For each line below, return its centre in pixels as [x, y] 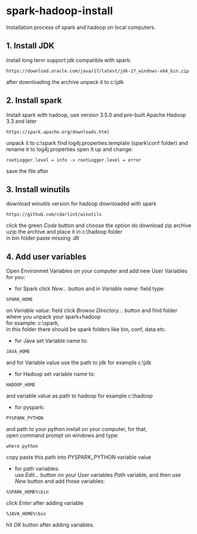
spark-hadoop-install [60, 11]
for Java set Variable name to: [51, 341]
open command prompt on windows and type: [62, 435]
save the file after [28, 171]
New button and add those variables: [60, 481]
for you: [16, 277]
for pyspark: [30, 407]
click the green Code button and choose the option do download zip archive [99, 225]
